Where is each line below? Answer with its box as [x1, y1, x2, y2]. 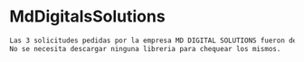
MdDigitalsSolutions [9, 6, 166, 27]
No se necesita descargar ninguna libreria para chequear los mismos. [9, 44, 281, 53]
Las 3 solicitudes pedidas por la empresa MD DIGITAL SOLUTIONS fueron [9, 36, 285, 45]
